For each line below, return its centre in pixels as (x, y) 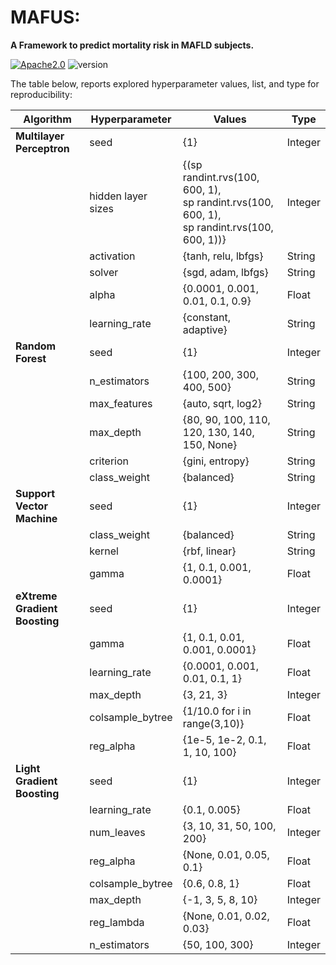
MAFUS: (45, 17)
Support (35, 493)
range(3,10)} (213, 723)
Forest (31, 358)
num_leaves (117, 832)
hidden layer (118, 196)
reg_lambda (117, 922)
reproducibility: (41, 94)
